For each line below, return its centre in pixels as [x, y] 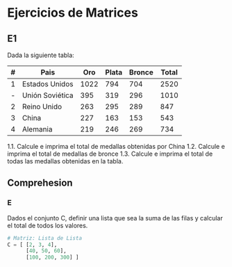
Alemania [37, 129]
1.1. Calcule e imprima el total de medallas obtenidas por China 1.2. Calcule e [116, 146]
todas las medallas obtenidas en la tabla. [65, 161]
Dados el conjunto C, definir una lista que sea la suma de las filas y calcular [115, 218]
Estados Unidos [48, 84]
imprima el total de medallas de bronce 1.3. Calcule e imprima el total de [110, 154]
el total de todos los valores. [48, 225]
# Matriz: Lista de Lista [44, 238]
